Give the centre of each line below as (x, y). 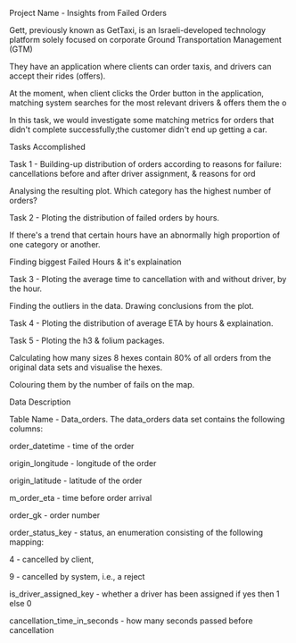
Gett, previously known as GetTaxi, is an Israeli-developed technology (137, 30)
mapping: (27, 542)
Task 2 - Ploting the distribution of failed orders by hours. (115, 217)
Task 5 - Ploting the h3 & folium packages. (87, 340)
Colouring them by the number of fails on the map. (102, 384)
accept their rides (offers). (58, 76)
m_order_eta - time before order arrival (81, 498)
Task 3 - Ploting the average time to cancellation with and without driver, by (148, 279)
